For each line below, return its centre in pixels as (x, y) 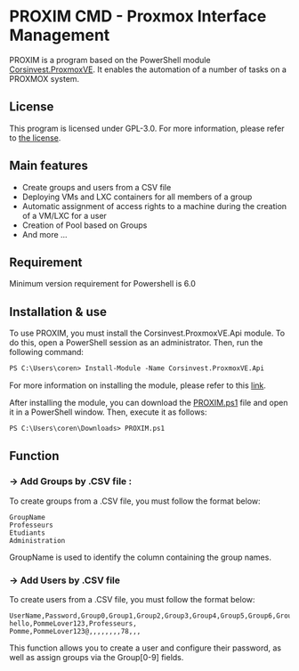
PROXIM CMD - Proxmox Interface (138, 16)
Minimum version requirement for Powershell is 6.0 (102, 284)
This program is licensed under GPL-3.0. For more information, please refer (147, 128)
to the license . (35, 137)
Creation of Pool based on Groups (85, 225)
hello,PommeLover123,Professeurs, (73, 623)
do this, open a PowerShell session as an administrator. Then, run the (136, 343)
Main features (49, 166)
